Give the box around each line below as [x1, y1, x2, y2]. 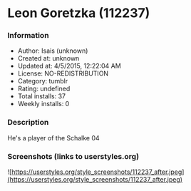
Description [7, 118, 49, 128]
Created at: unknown [17, 54, 80, 63]
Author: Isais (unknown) [17, 46, 88, 55]
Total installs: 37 [17, 92, 66, 100]
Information [7, 31, 49, 41]
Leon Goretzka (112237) [7, 5, 150, 21]
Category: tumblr [17, 77, 68, 86]
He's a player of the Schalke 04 [7, 133, 100, 142]
